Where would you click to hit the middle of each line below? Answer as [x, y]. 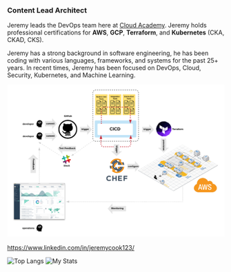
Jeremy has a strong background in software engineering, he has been [108, 53]
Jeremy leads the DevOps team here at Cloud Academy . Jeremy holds [107, 25]
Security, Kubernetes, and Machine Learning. [71, 75]
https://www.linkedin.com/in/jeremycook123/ [71, 248]
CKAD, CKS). [26, 40]
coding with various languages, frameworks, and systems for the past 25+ [113, 61]
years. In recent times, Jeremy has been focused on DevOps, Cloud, [104, 68]
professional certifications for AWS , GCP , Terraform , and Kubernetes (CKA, [116, 32]
